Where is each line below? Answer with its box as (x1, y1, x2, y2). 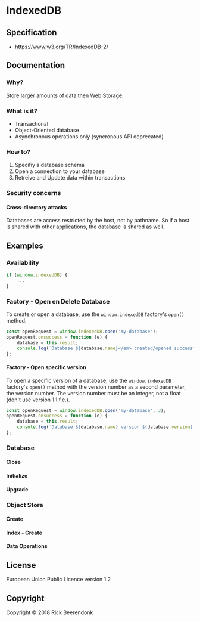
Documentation (6, 60, 65, 70)
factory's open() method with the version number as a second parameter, (6, 383, 186, 391)
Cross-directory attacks (6, 203, 67, 211)
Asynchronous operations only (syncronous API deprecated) (14, 132, 164, 140)
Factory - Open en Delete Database (6, 297, 110, 305)
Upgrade (6, 485, 29, 493)
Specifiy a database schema (14, 162, 85, 169)
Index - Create (6, 529, 43, 536)
